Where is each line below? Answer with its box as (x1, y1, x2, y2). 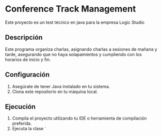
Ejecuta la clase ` (12, 126, 46, 132)
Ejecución (5, 103, 36, 111)
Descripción (5, 33, 43, 42)
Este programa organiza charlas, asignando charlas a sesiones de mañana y (5, 46, 158, 52)
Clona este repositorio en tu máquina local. (12, 89, 98, 94)
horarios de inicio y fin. (5, 57, 51, 62)
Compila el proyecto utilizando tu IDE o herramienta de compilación (12, 115, 147, 121)
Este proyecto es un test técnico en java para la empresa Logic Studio (5, 19, 145, 25)
